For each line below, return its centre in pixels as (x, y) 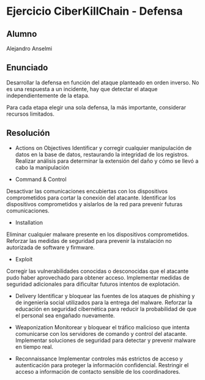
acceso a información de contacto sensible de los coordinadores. (98, 371)
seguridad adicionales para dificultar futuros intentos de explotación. (93, 284)
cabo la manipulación (42, 167)
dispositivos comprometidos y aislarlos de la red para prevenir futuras (95, 204)
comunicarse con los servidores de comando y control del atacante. (101, 333)
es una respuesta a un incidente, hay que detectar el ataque (82, 89)
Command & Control (41, 179)
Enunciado (27, 68)
